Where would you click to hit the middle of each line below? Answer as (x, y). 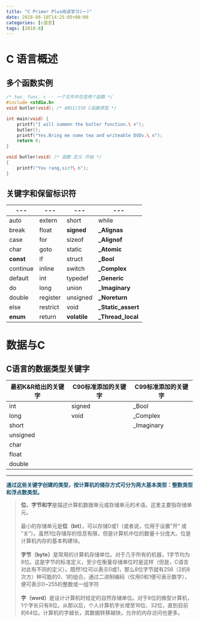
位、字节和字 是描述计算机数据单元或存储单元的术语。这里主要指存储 (104, 505)
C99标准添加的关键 (161, 387)
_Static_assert (118, 307)
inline (47, 269)
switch (76, 269)
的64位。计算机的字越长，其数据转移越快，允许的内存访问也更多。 (102, 613)
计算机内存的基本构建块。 (52, 541)
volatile (77, 317)
